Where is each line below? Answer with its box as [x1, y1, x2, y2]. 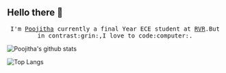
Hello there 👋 [7, 7, 64, 18]
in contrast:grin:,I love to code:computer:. [37, 31, 193, 40]
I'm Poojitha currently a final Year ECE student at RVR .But [10, 25, 221, 33]
